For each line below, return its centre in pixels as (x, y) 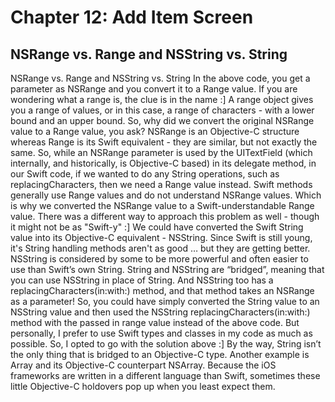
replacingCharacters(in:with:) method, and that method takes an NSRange (162, 290)
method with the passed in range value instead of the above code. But (155, 322)
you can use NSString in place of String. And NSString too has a (142, 280)
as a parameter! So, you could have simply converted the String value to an (165, 301)
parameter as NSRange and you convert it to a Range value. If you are (154, 89)
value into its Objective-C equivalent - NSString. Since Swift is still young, (161, 237)
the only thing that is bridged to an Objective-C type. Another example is (160, 354)
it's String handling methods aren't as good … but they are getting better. (160, 248)
